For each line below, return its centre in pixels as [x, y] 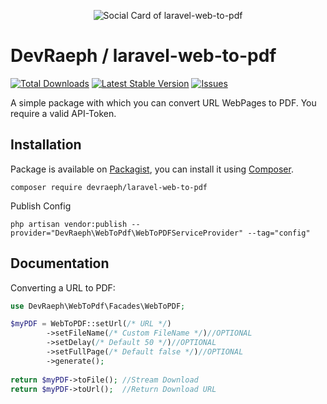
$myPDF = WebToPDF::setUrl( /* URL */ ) [91, 324]
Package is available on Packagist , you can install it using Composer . [152, 169]
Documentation [60, 263]
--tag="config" [279, 233]
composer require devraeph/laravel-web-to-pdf [109, 187]
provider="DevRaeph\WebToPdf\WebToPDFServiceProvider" [127, 233]
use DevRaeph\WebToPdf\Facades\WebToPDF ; [98, 306]
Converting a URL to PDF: [63, 287]
